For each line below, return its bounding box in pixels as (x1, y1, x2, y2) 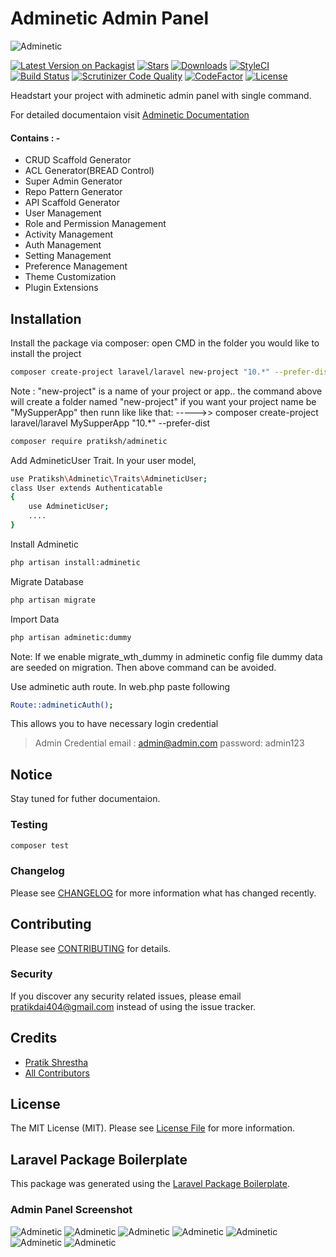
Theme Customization (24, 271, 117, 283)
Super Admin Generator (24, 175, 123, 187)
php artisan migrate (10, 595, 97, 605)
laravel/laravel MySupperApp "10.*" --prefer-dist (10, 417, 211, 429)
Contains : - (10, 132, 61, 144)
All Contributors (24, 1067, 90, 1079)
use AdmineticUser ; (28, 502, 110, 512)
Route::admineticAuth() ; (10, 700, 114, 710)
